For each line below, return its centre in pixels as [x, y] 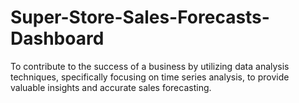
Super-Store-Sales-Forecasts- [140, 17]
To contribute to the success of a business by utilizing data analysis [150, 66]
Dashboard [57, 38]
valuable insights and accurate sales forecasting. [111, 87]
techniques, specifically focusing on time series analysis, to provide [150, 77]
